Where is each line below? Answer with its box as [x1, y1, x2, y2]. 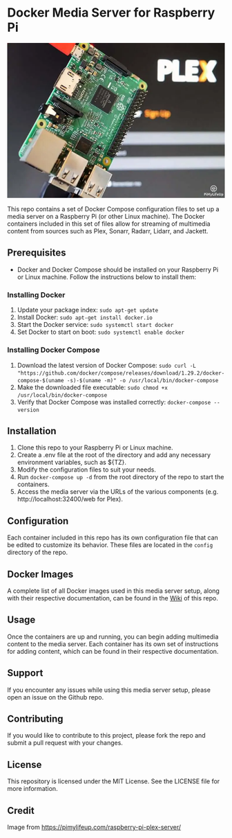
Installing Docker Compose [7, 345, 100, 355]
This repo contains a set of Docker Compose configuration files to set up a [7, 205, 220, 213]
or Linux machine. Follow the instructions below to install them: [17, 272, 197, 281]
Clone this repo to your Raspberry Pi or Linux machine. [17, 443, 173, 452]
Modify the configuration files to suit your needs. [17, 465, 157, 474]
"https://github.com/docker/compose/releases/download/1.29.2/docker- [17, 369, 225, 377]
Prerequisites [7, 247, 66, 259]
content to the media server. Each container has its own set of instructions [7, 639, 219, 648]
